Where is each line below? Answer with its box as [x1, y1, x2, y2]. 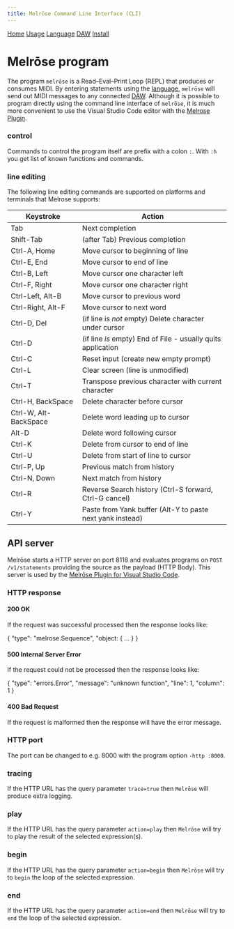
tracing [7, 768, 33, 778]
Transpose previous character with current [82, 377, 222, 387]
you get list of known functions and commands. [7, 154, 144, 162]
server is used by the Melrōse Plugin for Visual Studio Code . [7, 570, 180, 578]
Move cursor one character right [82, 280, 188, 290]
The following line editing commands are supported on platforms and [7, 187, 205, 196]
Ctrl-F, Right [10, 280, 52, 290]
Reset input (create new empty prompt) [82, 354, 211, 364]
